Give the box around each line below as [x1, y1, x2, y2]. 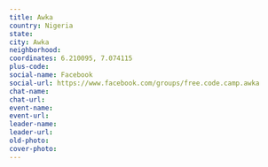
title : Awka [9, 12, 53, 22]
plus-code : [9, 63, 50, 72]
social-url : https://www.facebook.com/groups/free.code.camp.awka [9, 79, 260, 87]
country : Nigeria [9, 21, 74, 30]
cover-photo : [9, 144, 58, 153]
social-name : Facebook [9, 71, 93, 80]
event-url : [9, 111, 50, 120]
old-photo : [9, 136, 50, 145]
